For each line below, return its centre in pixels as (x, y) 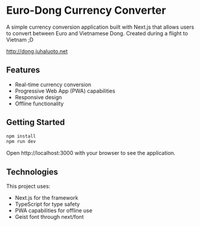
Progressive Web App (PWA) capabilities (65, 91)
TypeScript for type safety (47, 204)
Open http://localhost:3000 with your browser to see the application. (91, 153)
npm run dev (21, 142)
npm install (21, 136)
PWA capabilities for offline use (54, 210)
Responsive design (38, 97)
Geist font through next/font (49, 217)
